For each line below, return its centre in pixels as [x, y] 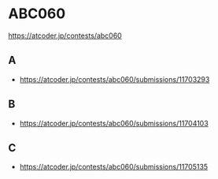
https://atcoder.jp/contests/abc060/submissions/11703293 [115, 79]
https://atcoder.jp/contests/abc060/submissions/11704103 [114, 123]
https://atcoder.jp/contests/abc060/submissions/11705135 [114, 167]
